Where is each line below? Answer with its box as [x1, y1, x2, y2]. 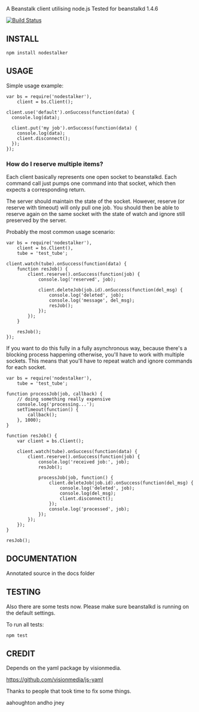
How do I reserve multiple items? [6, 160, 103, 168]
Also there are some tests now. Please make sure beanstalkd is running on [6, 603, 189, 610]
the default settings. [6, 609, 56, 616]
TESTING [6, 587, 41, 597]
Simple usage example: [6, 82, 64, 89]
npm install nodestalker [6, 50, 68, 56]
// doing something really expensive [17, 396, 111, 402]
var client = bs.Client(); [17, 438, 84, 444]
